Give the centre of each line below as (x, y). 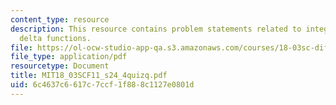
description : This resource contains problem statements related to (156, 29)
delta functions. (55, 38)
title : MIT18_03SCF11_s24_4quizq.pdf (89, 76)
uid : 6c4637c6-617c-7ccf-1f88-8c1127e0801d (102, 85)
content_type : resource (60, 19)
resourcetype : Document (60, 66)
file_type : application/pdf (69, 57)
